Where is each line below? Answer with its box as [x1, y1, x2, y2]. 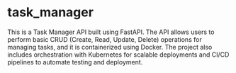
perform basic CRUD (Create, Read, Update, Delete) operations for [7, 35, 202, 43]
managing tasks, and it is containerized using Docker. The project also [7, 43, 213, 51]
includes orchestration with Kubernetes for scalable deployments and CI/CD [7, 50, 230, 59]
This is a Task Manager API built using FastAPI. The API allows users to [7, 28, 215, 36]
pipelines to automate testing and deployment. [7, 57, 143, 66]
